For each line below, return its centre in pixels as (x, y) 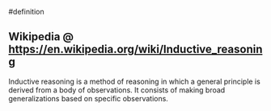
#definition (26, 12)
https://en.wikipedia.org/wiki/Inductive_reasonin (135, 49)
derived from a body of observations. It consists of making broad (117, 90)
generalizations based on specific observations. (88, 98)
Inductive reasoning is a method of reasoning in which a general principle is (134, 81)
